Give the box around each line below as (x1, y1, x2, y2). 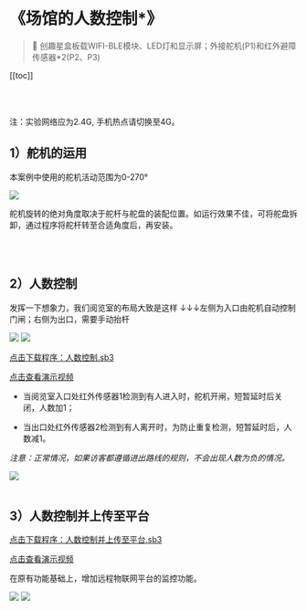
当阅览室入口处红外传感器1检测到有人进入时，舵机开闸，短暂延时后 (22, 390, 275, 402)
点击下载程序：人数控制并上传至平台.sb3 (9, 534, 163, 545)
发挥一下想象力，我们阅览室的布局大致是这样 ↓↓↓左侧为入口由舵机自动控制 (9, 302, 296, 313)
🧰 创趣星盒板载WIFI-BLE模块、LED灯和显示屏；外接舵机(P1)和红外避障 (31, 40, 297, 51)
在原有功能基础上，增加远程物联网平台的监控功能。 (9, 573, 202, 584)
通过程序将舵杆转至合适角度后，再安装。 (25, 219, 178, 230)
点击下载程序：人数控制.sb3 (9, 352, 114, 363)
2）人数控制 (9, 276, 78, 292)
